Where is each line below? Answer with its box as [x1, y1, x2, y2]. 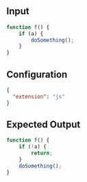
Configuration [6, 68, 68, 80]
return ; [31, 150, 53, 157]
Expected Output [6, 119, 81, 130]
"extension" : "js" [12, 93, 66, 100]
